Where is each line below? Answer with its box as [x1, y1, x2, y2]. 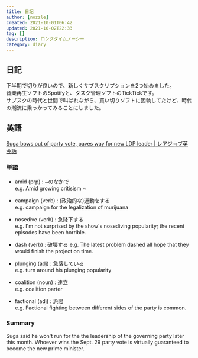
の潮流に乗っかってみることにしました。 [6, 104, 105, 111]
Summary [6, 319, 35, 327]
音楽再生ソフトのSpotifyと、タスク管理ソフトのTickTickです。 [6, 89, 158, 96]
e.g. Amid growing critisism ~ [14, 185, 87, 192]
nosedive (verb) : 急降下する [14, 215, 84, 222]
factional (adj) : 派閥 [14, 297, 64, 305]
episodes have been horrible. [14, 228, 86, 236]
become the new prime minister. [6, 345, 85, 352]
